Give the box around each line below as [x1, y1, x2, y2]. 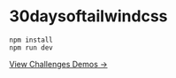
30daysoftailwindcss [9, 6, 168, 27]
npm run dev [9, 43, 53, 52]
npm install [9, 35, 53, 44]
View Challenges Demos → [9, 58, 108, 69]
